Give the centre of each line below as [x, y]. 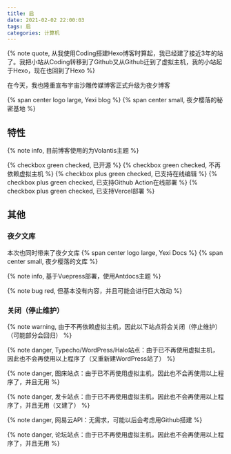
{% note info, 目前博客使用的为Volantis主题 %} [73, 151]
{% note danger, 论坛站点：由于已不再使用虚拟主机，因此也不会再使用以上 [113, 435]
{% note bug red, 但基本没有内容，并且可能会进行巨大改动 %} [95, 290]
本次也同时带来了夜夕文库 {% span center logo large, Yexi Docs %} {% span [115, 252]
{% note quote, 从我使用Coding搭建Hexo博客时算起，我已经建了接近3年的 [112, 53]
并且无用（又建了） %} [58, 406]
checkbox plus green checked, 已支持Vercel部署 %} [81, 191]
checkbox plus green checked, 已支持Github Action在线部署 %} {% [102, 182]
